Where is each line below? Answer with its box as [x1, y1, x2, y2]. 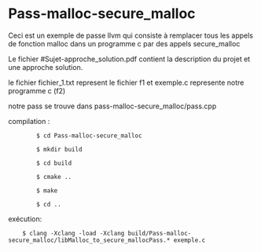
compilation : [8, 116, 50, 126]
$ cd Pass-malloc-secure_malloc [36, 131, 143, 140]
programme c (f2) [8, 86, 66, 95]
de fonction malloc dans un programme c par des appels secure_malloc [8, 38, 241, 48]
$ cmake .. [36, 173, 72, 181]
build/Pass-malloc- [127, 229, 192, 237]
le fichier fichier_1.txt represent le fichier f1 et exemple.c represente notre [8, 78, 244, 87]
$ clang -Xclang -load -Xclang [22, 229, 125, 237]
